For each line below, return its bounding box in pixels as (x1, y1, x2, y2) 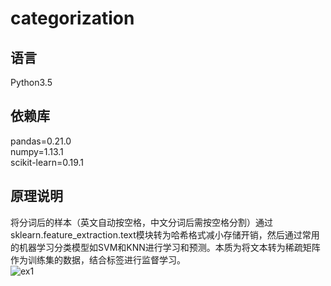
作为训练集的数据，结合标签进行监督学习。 (10, 253, 186, 266)
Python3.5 (10, 77, 53, 88)
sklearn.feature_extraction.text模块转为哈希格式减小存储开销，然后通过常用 (10, 228, 320, 241)
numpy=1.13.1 (10, 145, 64, 157)
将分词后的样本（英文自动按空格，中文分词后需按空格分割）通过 (10, 216, 273, 228)
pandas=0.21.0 (10, 135, 72, 147)
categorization (10, 7, 135, 30)
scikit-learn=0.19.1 (10, 156, 85, 168)
